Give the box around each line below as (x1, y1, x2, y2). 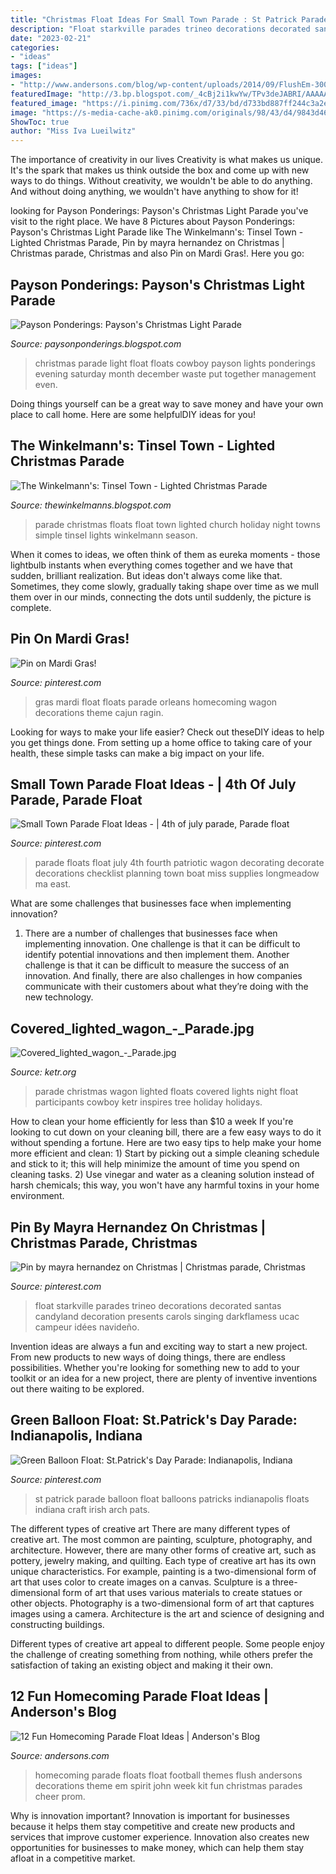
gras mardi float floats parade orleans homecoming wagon (34, 696, 278, 708)
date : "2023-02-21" (10, 33, 92, 43)
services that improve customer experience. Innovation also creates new (10, 1831, 310, 1843)
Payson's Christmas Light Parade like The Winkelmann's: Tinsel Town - (10, 226, 304, 238)
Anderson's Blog (10, 1704, 117, 1721)
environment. (10, 1190, 65, 1202)
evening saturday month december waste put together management (34, 367, 317, 380)
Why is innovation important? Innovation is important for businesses (10, 1809, 290, 1821)
